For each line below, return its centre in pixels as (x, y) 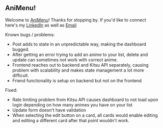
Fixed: (11, 90)
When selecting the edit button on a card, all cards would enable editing (85, 115)
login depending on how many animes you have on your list (72, 104)
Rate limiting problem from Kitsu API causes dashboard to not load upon (85, 100)
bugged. (21, 49)
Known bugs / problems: (30, 34)
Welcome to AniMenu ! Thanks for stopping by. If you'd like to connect (76, 20)
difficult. (21, 75)
